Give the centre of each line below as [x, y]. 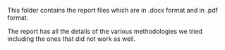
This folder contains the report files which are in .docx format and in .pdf [113, 10]
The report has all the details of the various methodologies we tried [105, 31]
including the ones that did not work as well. [72, 39]
